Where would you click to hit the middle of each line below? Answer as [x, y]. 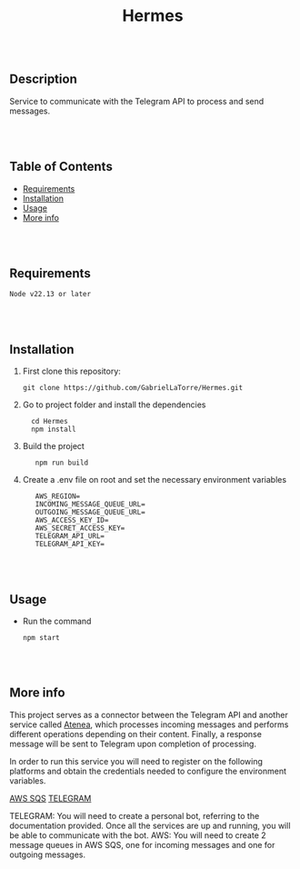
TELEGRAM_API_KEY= [70, 544]
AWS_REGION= [58, 496]
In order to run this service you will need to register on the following [136, 761]
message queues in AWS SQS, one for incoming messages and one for [142, 844]
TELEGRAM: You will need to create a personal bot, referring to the [135, 815]
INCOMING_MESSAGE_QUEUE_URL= [90, 504]
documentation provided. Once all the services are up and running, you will [150, 825]
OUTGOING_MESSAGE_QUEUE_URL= [90, 513]
